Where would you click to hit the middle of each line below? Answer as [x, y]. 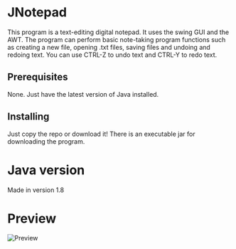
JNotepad [37, 12]
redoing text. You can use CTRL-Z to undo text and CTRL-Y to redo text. [112, 55]
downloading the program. [46, 141]
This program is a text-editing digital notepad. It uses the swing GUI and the [118, 32]
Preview [32, 218]
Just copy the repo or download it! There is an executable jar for [101, 134]
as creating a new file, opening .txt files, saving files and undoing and [109, 47]
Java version [46, 170]
